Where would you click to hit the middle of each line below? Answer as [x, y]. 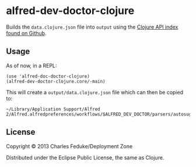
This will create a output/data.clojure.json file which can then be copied [95, 92]
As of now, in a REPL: [32, 65]
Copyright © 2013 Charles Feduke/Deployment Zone [69, 146]
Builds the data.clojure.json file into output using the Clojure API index [92, 27]
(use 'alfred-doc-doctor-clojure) [48, 76]
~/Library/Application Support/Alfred [53, 109]
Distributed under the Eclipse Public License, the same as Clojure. [85, 157]
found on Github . [26, 33]
